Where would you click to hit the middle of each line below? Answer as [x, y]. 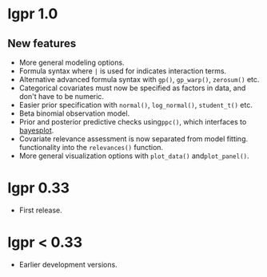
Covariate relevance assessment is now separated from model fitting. [133, 139]
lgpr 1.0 [33, 14]
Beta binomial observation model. [74, 113]
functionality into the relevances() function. [91, 147]
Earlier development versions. [68, 264]
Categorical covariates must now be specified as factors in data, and [132, 88]
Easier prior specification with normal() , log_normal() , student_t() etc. [135, 105]
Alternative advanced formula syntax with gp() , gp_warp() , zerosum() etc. [139, 79]
